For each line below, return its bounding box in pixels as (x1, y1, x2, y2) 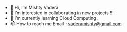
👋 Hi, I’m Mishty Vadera (10, 5, 59, 10)
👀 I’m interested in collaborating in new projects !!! (10, 10, 114, 16)
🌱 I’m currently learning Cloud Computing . (10, 15, 99, 21)
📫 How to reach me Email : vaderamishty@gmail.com (10, 21, 122, 27)
